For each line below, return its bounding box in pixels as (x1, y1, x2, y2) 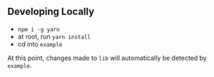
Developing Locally (7, 6, 95, 18)
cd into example (17, 39, 63, 48)
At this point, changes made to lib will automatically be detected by (7, 53, 207, 62)
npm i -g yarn (17, 26, 60, 33)
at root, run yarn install (17, 32, 91, 41)
